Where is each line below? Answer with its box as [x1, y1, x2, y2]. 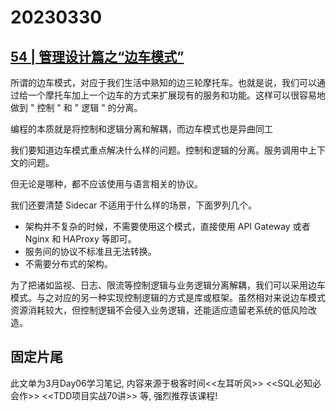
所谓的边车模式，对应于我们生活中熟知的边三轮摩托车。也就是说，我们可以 [10, 77, 317, 88]
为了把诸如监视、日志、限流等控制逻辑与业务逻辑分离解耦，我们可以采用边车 [10, 279, 326, 291]
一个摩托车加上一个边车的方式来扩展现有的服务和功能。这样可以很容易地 [27, 89, 326, 101]
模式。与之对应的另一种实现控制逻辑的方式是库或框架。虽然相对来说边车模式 [10, 292, 326, 303]
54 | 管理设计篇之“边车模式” [10, 48, 185, 65]
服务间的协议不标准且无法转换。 [24, 246, 157, 257]
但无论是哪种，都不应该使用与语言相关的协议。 [10, 178, 203, 190]
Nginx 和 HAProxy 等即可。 [24, 233, 137, 245]
